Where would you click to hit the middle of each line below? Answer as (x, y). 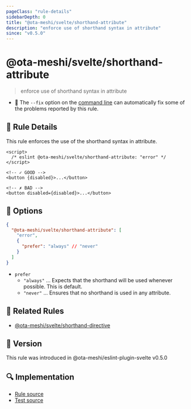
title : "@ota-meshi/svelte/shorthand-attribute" (66, 22)
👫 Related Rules (35, 311)
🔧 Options (24, 211)
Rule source (29, 394)
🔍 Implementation (40, 377)
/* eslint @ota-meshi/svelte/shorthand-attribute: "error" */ (89, 157)
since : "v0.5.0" (26, 33)
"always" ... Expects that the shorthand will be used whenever (98, 280)
